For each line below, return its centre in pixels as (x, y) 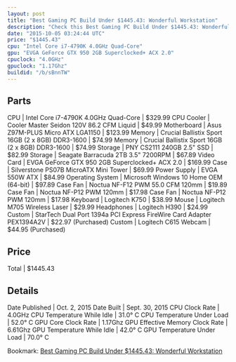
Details (23, 291)
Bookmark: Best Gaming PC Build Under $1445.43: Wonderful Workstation (115, 351)
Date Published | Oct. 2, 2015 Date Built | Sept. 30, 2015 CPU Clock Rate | (113, 307)
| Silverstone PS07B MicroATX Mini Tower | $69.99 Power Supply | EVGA (112, 170)
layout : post (26, 14)
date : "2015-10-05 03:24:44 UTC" (56, 33)
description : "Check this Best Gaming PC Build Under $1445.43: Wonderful (119, 27)
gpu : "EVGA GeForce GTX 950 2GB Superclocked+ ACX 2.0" (91, 53)
